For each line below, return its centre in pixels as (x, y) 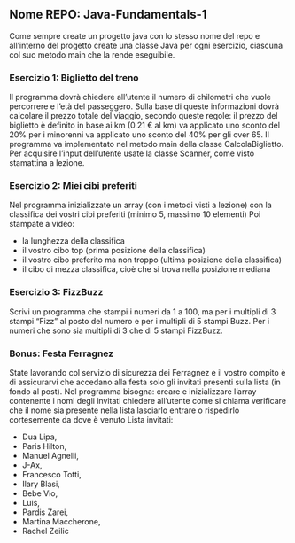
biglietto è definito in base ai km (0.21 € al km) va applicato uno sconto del (145, 125)
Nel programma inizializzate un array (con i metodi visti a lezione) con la (140, 205)
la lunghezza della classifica (74, 241)
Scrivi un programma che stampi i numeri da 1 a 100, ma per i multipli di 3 (143, 311)
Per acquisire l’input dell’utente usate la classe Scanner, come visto (132, 153)
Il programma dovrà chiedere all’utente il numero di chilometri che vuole (140, 97)
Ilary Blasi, (41, 484)
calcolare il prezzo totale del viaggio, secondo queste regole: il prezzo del (144, 116)
